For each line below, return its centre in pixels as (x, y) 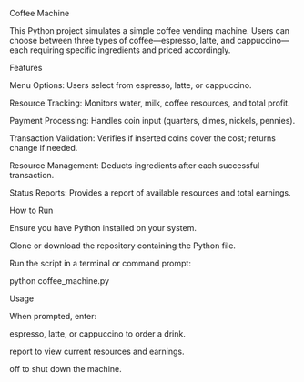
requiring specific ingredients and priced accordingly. (131, 50)
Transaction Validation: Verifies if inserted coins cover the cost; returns (142, 138)
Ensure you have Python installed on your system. (103, 228)
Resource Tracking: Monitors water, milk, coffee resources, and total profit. (150, 103)
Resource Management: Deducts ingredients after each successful (135, 166)
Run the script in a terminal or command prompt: (100, 263)
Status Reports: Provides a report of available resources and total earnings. (150, 193)
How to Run (31, 210)
